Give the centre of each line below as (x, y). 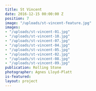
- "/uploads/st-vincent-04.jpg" (37, 45)
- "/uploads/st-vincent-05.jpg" (37, 50)
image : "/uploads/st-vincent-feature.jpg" (48, 23)
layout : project (21, 81)
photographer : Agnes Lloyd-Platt (39, 72)
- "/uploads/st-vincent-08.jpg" (37, 59)
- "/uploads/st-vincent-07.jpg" (37, 41)
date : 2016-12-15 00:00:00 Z (34, 14)
